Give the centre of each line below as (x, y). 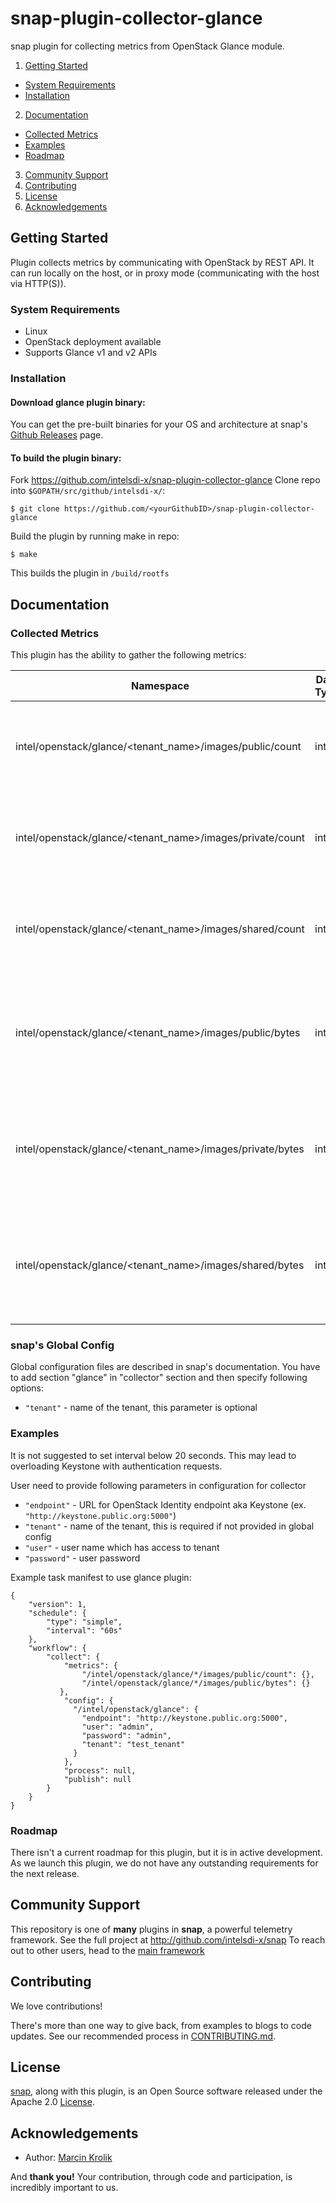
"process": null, (100, 1770)
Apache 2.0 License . (52, 2102)
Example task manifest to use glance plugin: (101, 1577)
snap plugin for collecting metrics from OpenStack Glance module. (147, 46)
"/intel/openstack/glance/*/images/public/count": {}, (198, 1674)
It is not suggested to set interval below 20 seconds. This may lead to (153, 1455)
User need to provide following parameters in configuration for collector (158, 1485)
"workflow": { (57, 1648)
